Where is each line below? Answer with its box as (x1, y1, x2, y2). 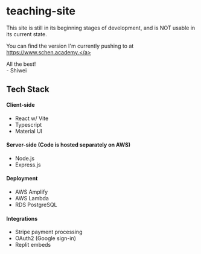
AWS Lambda (14, 194, 49, 202)
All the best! (6, 60, 36, 68)
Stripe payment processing (14, 228, 83, 236)
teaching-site (6, 4, 75, 18)
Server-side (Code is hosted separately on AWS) (6, 141, 131, 148)
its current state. (6, 30, 47, 37)
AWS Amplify (14, 188, 48, 195)
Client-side (6, 101, 35, 108)
